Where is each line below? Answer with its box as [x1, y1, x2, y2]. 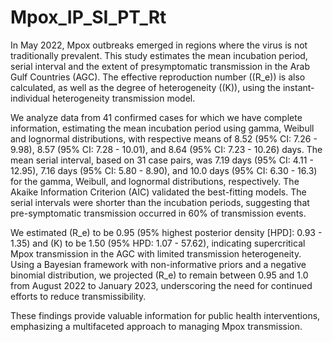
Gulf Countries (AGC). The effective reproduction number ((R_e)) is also [10, 71, 306, 83]
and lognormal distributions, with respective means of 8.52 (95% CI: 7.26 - [10, 132, 318, 145]
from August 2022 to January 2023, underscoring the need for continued [10, 279, 313, 291]
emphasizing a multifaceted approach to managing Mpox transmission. [10, 320, 303, 332]
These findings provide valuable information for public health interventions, [10, 309, 321, 321]
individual [10, 92, 50, 104]
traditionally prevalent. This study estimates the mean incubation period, [10, 49, 308, 61]
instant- [282, 81, 315, 93]
